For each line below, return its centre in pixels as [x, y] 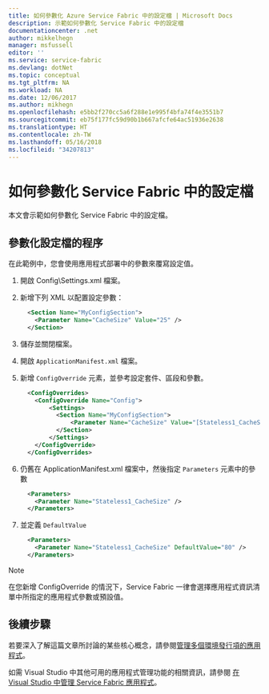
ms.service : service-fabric [55, 61]
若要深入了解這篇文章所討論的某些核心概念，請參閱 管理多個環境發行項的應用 [134, 645]
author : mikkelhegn [41, 38]
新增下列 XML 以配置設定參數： [72, 297]
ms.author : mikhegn [41, 105]
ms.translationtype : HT [48, 127]
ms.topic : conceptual [44, 75]
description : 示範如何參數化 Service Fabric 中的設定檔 [96, 23]
